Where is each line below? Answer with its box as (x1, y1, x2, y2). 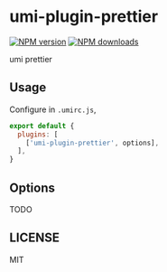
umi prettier (9, 53, 52, 64)
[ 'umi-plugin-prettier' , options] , (25, 138, 160, 147)
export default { (9, 121, 75, 130)
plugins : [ (17, 129, 59, 139)
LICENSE (9, 230, 60, 246)
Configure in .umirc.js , (9, 104, 97, 115)
